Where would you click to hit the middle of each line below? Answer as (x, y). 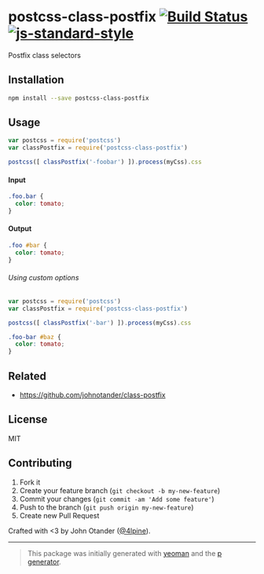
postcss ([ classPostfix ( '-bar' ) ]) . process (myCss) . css (100, 323)
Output (20, 229)
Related (27, 376)
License (28, 420)
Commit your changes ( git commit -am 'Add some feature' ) (117, 499)
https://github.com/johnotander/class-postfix (93, 395)
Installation (36, 80)
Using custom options (44, 278)
